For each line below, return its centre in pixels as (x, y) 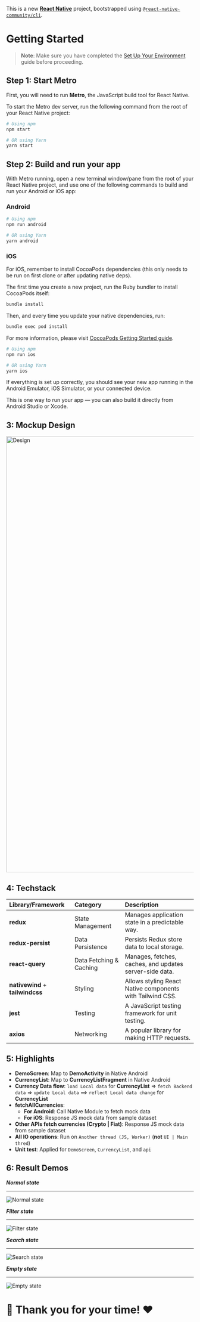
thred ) (23, 1143)
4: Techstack (31, 888)
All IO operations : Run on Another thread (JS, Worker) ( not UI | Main (101, 1137)
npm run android (26, 225)
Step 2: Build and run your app (63, 164)
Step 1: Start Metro (42, 81)
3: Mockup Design (41, 425)
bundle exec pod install (37, 327)
